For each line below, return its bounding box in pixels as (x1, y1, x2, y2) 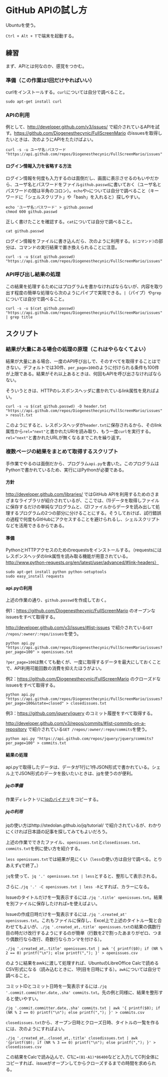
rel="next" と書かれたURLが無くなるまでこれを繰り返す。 (5, 434, 124, 441)
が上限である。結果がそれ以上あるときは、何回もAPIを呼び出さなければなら (5, 371, 162, 377)
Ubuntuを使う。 (5, 22, 38, 28)
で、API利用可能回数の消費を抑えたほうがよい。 (5, 665, 104, 671)
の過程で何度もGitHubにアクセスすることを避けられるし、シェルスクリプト (5, 516, 160, 522)
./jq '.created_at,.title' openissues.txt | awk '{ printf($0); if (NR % (5, 946, 163, 951)
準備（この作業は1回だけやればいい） (5, 77, 95, 84)
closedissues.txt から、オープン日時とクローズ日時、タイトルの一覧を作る (5, 1019, 159, 1025)
